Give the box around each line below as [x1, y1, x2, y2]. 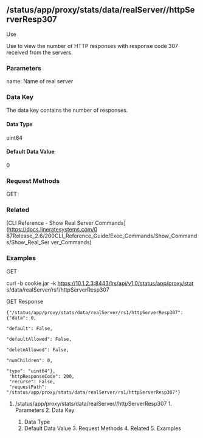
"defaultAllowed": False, [6, 336, 72, 342]
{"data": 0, [6, 315, 36, 321]
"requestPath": [9, 384, 47, 390]
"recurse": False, [9, 378, 56, 385]
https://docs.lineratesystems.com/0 [8, 226, 98, 233]
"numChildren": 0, [6, 357, 53, 363]
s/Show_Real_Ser [6, 239, 50, 246]
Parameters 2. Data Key [15, 406, 75, 414]
